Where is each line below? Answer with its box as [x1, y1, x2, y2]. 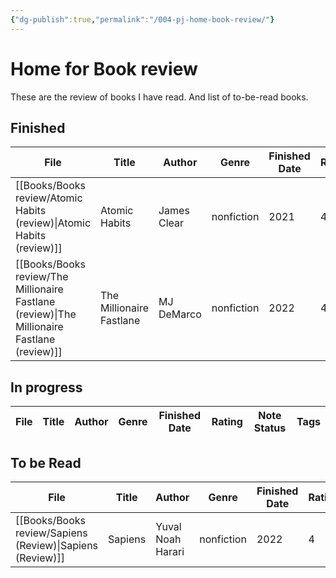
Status [253, 421, 287, 435]
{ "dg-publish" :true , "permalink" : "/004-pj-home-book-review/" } [10, 14, 275, 25]
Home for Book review [10, 57, 198, 80]
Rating [211, 415, 243, 429]
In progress [10, 379, 83, 396]
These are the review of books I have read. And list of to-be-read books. [10, 91, 309, 103]
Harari [155, 545, 185, 558]
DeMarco [158, 307, 202, 321]
